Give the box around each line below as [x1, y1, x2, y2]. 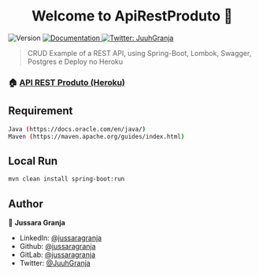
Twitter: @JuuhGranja [19, 258, 91, 267]
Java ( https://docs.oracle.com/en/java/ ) [8, 125, 146, 133]
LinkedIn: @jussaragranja [19, 232, 102, 243]
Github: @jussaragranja [19, 241, 96, 251]
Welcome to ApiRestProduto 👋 [31, 7, 234, 25]
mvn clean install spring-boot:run [8, 175, 125, 184]
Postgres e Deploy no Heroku [27, 57, 124, 66]
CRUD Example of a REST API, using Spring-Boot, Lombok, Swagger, [27, 48, 252, 58]
